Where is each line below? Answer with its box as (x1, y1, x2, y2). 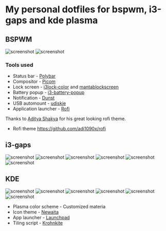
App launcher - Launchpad (12, 214, 70, 220)
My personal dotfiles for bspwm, (5, 4, 147, 15)
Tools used (5, 61, 33, 68)
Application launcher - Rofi (12, 106, 70, 112)
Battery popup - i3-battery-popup (12, 89, 85, 95)
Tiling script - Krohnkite (12, 220, 63, 226)
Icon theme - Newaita (12, 209, 59, 215)
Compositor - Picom (12, 79, 56, 85)
